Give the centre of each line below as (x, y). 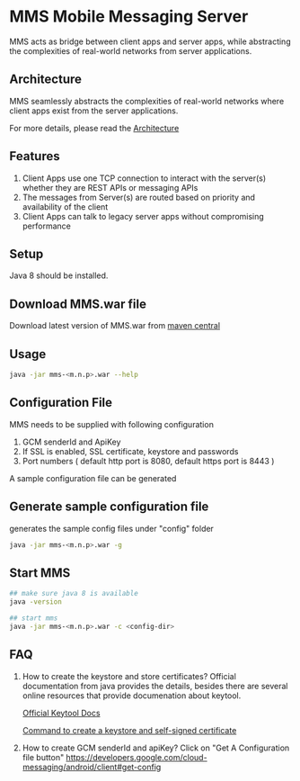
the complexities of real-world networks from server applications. (131, 50)
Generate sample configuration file (109, 507)
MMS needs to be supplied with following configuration (111, 424)
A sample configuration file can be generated (93, 478)
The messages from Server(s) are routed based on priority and (139, 197)
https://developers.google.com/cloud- (137, 757)
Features (35, 156)
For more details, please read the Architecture (94, 128)
